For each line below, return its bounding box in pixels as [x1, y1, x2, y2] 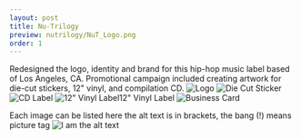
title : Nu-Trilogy [9, 22, 79, 31]
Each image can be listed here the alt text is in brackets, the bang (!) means [9, 110, 293, 121]
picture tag [9, 120, 51, 131]
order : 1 [9, 38, 43, 48]
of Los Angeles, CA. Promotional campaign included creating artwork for [9, 74, 282, 84]
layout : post [9, 13, 59, 23]
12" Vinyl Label [119, 93, 176, 104]
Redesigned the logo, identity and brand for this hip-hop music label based [9, 64, 290, 74]
